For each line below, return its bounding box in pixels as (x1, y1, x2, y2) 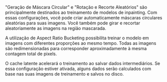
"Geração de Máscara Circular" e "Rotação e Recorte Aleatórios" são (5, 4, 148, 10)
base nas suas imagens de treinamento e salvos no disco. (5, 71, 124, 77)
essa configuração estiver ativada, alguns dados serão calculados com (5, 66, 152, 72)
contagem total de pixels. (5, 51, 57, 57)
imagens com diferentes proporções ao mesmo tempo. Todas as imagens (5, 40, 157, 46)
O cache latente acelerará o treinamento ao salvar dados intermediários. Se (5, 61, 161, 66)
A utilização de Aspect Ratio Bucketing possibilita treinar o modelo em (5, 35, 150, 41)
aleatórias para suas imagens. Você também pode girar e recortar (5, 20, 141, 26)
